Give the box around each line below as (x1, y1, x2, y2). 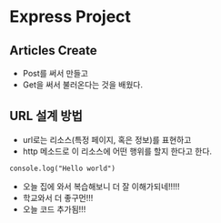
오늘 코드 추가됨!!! (22, 203, 86, 215)
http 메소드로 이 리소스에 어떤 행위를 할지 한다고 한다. (22, 146, 212, 157)
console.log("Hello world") (9, 164, 116, 173)
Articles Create (9, 43, 97, 58)
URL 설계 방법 (9, 108, 84, 124)
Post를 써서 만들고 (22, 68, 89, 78)
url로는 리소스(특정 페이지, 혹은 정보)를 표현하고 (22, 134, 192, 145)
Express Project (9, 6, 132, 27)
